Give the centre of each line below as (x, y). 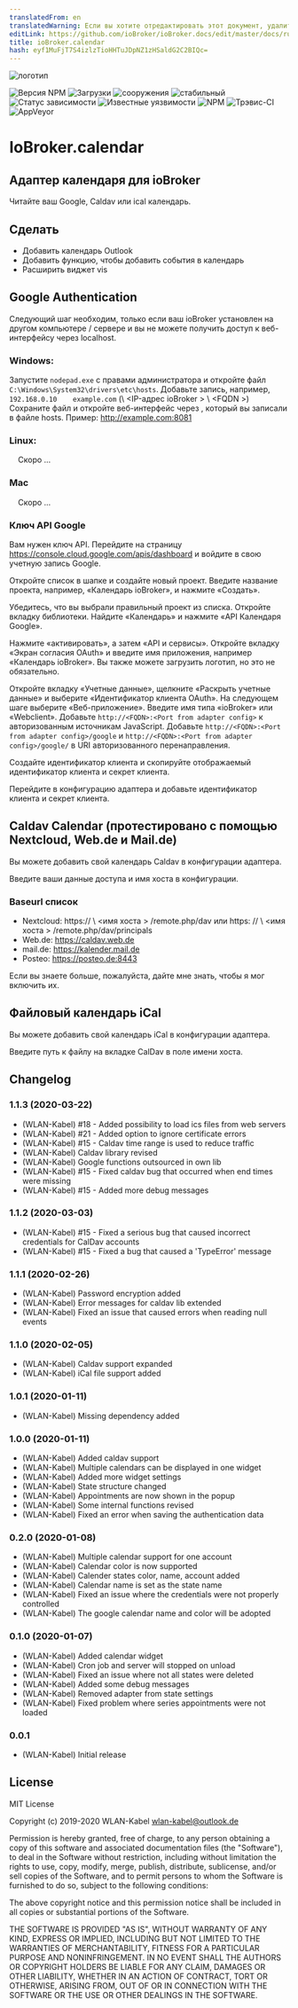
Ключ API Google (47, 525)
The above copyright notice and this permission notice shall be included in (145, 1902)
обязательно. (35, 671)
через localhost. (86, 337)
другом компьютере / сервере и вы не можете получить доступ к (134, 328)
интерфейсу (32, 337)
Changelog (40, 1080)
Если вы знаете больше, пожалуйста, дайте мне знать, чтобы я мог (137, 976)
